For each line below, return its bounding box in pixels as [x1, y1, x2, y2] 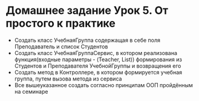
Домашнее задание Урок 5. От [5, 4, 169, 18]
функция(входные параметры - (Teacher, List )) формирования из [14, 56, 182, 63]
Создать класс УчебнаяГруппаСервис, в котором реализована [14, 49, 178, 56]
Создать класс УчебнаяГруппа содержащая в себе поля [14, 36, 161, 44]
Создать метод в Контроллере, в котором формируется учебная [14, 68, 183, 76]
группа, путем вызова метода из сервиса [14, 75, 122, 82]
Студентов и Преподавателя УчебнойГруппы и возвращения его [14, 62, 181, 70]
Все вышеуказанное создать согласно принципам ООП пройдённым [14, 81, 193, 88]
